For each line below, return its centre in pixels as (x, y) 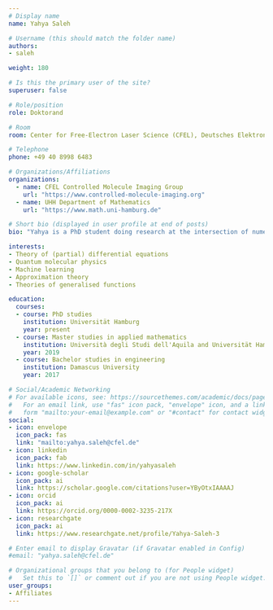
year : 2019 (41, 352)
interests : (27, 247)
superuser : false (38, 90)
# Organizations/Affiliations (60, 172)
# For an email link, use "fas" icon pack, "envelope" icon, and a (129, 405)
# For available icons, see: (58, 397)
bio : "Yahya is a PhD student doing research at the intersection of (129, 232)
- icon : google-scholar (49, 473)
